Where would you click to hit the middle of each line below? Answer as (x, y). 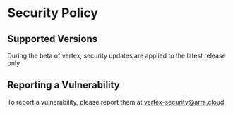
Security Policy (53, 13)
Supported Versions (52, 39)
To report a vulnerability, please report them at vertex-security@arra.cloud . (116, 102)
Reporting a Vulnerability (64, 85)
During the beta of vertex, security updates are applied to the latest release (116, 55)
